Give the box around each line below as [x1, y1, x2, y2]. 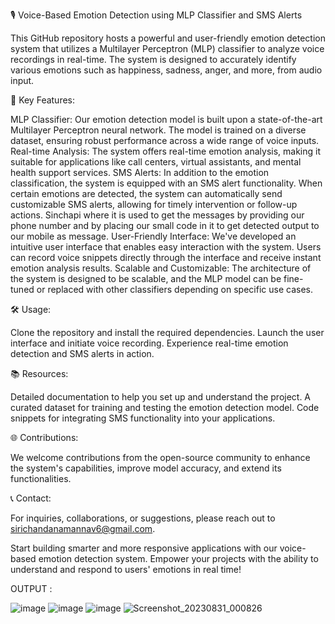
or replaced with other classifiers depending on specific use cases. [36, 284, 313, 295]
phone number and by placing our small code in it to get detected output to [10, 220, 320, 231]
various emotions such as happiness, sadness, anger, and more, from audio [10, 64, 323, 76]
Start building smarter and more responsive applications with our [10, 542, 278, 554]
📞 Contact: [10, 492, 52, 504]
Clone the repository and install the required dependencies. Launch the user [10, 327, 325, 338]
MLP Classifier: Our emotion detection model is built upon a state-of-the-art [10, 114, 323, 125]
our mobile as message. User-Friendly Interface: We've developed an [10, 230, 297, 242]
